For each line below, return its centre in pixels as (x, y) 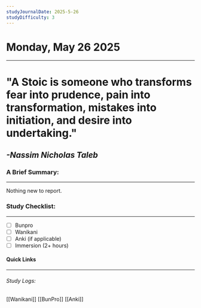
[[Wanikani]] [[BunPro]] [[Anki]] (45, 299)
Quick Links (21, 259)
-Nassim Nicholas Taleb (52, 155)
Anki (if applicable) (38, 238)
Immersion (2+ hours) (42, 245)
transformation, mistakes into (81, 107)
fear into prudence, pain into (78, 95)
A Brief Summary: (33, 172)
